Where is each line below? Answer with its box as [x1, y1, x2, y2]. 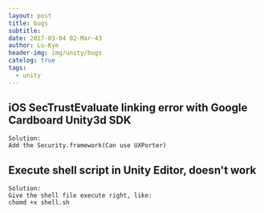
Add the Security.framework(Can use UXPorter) [8, 142, 167, 150]
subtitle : [8, 26, 42, 34]
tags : [8, 64, 26, 72]
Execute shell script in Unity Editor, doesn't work [8, 163, 257, 177]
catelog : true [8, 57, 56, 65]
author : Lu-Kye [8, 42, 59, 50]
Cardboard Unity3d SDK [8, 114, 132, 127]
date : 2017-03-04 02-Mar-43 [8, 34, 103, 42]
